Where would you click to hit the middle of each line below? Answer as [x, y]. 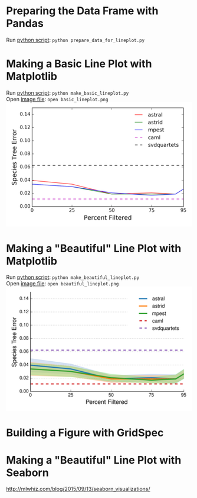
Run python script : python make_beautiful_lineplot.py [73, 277]
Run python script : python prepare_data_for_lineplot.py [75, 40]
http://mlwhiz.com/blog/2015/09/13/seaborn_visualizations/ [78, 489]
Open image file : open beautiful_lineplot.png [63, 284]
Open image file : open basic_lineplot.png [57, 99]
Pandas [25, 23]
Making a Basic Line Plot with [79, 64]
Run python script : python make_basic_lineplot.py [68, 92]
